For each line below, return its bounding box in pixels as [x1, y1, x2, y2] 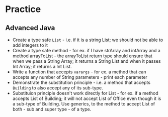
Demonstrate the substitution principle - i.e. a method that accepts [12, 79, 151, 85]
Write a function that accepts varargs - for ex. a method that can [12, 69, 146, 75]
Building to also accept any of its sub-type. [12, 85, 103, 91]
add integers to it [12, 42, 48, 48]
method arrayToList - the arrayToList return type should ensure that [12, 53, 152, 59]
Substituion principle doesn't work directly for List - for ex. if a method [12, 90, 158, 96]
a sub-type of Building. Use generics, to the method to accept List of [12, 101, 155, 106]
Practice [5, 4, 41, 15]
